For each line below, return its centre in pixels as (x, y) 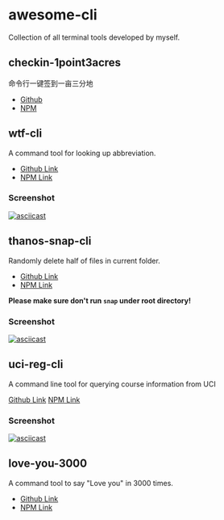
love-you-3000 (48, 464)
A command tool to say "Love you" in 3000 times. (91, 483)
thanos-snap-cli (50, 241)
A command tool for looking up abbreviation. (82, 153)
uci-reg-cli (36, 364)
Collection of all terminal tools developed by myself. (94, 37)
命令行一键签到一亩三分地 (51, 83)
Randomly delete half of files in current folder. (85, 260)
